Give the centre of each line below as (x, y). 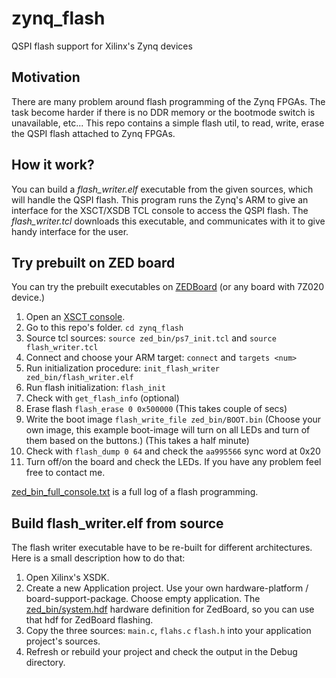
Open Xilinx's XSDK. (67, 578)
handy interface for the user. (70, 231)
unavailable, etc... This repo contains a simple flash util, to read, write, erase (168, 123)
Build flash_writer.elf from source (117, 523)
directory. (45, 663)
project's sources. (63, 641)
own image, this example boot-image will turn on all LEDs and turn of (168, 430)
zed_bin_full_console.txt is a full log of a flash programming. (135, 492)
